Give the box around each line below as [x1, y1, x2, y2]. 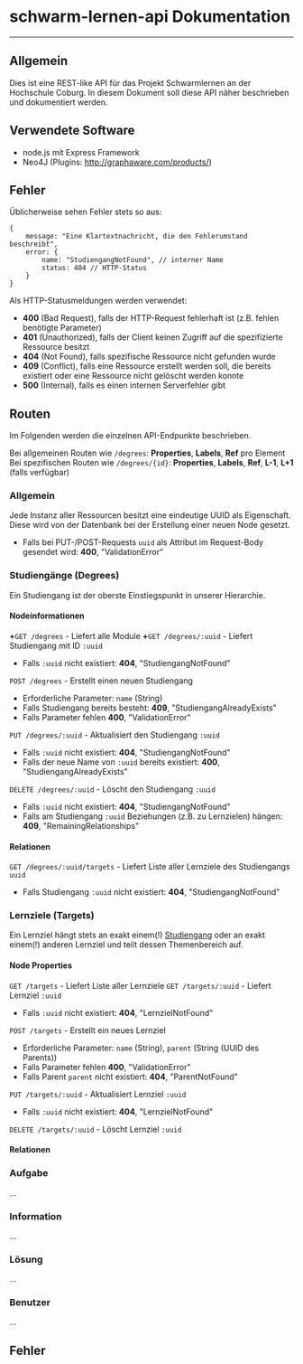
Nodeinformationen [9, 610, 85, 621]
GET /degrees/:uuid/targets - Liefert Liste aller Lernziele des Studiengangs [9, 861, 290, 872]
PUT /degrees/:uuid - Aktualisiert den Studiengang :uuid [9, 729, 221, 740]
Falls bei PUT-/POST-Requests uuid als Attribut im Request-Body [22, 537, 264, 548]
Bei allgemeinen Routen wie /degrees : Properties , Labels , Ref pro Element [9, 447, 286, 458]
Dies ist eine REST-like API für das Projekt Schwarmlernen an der [9, 77, 252, 88]
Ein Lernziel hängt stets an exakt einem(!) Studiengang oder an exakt [9, 929, 266, 941]
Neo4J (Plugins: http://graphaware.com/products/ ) [22, 156, 212, 167]
